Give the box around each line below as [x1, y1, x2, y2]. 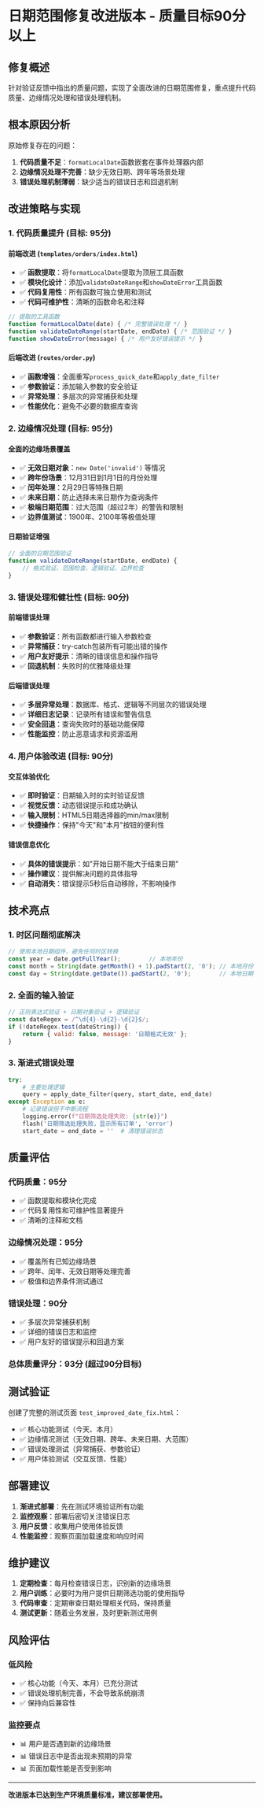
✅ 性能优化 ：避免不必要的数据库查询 [19, 402, 138, 411]
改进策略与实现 [8, 202, 81, 216]
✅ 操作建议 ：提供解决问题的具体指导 [19, 868, 138, 878]
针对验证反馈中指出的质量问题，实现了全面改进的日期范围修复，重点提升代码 [8, 83, 256, 92]
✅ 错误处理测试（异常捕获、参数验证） [19, 1444, 145, 1453]
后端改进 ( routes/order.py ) [8, 353, 96, 362]
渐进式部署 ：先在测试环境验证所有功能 [19, 1502, 144, 1511]
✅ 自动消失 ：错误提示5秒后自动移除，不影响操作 [19, 879, 177, 888]
